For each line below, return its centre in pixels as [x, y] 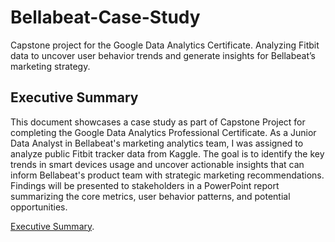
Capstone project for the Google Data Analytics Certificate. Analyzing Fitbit [165, 45]
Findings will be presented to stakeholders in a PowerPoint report [145, 185]
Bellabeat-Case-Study [105, 17]
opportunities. [39, 207]
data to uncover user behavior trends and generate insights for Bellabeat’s [163, 55]
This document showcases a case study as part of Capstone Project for [158, 122]
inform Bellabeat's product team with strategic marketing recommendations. [167, 175]
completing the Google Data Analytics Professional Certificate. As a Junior [163, 132]
